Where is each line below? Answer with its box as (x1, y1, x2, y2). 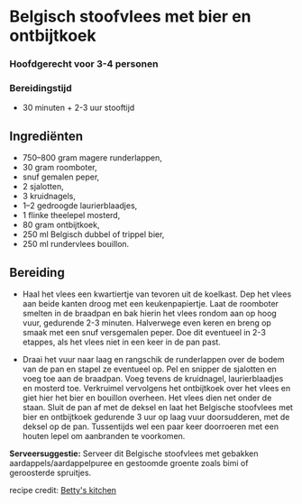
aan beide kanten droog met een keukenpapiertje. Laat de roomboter (22, 298, 279, 309)
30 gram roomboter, (22, 162, 97, 173)
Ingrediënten (9, 128, 84, 143)
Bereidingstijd (9, 82, 72, 95)
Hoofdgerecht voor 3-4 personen (9, 58, 159, 70)
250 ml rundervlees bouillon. (22, 239, 130, 250)
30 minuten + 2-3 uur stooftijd (22, 102, 135, 114)
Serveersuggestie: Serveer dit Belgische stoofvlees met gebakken (9, 448, 259, 459)
